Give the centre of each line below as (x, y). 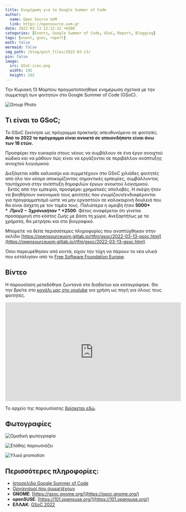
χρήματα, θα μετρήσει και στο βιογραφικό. (50, 221)
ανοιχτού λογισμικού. (28, 163)
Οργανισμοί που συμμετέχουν (44, 489)
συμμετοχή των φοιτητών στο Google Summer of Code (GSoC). (71, 95)
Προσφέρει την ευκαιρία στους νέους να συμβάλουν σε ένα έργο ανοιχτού (84, 153)
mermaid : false (21, 47)
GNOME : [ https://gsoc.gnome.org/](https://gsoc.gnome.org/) (76, 494)
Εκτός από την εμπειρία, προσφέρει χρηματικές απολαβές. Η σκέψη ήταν (84, 189)
